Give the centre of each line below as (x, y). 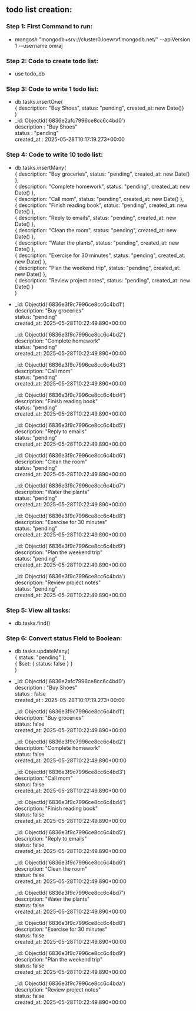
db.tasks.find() (32, 623)
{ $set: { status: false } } (44, 664)
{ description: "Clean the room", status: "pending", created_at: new (96, 230)
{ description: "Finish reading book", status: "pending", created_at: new (101, 205)
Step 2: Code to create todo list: (52, 61)
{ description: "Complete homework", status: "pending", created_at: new (102, 186)
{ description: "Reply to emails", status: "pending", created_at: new (95, 218)
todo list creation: (39, 10)
